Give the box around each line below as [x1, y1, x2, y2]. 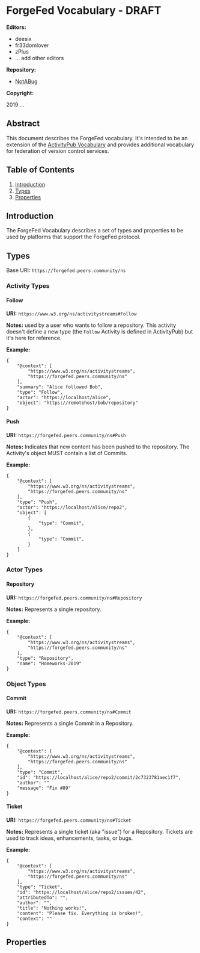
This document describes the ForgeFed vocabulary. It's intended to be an [6, 134, 188, 141]
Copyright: [6, 89, 34, 96]
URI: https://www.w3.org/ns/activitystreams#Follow [6, 310, 137, 317]
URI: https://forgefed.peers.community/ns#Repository [6, 594, 142, 601]
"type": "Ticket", [17, 884, 63, 890]
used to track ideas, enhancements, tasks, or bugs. [6, 834, 133, 842]
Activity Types [6, 282, 50, 290]
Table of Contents [6, 165, 75, 175]
